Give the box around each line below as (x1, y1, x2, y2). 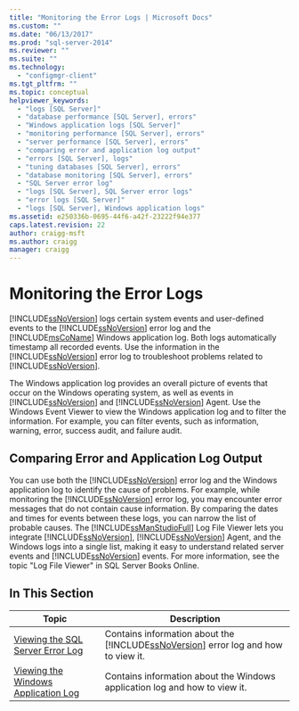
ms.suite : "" (9, 54, 58, 63)
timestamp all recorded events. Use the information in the (9, 342, 220, 352)
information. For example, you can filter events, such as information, (9, 416, 260, 426)
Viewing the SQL (13, 632, 84, 645)
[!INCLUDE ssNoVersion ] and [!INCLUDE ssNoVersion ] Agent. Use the (9, 397, 261, 408)
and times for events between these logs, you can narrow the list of (9, 512, 256, 523)
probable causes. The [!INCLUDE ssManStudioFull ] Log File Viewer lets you (9, 522, 284, 533)
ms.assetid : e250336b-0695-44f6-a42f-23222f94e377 (9, 211, 201, 221)
